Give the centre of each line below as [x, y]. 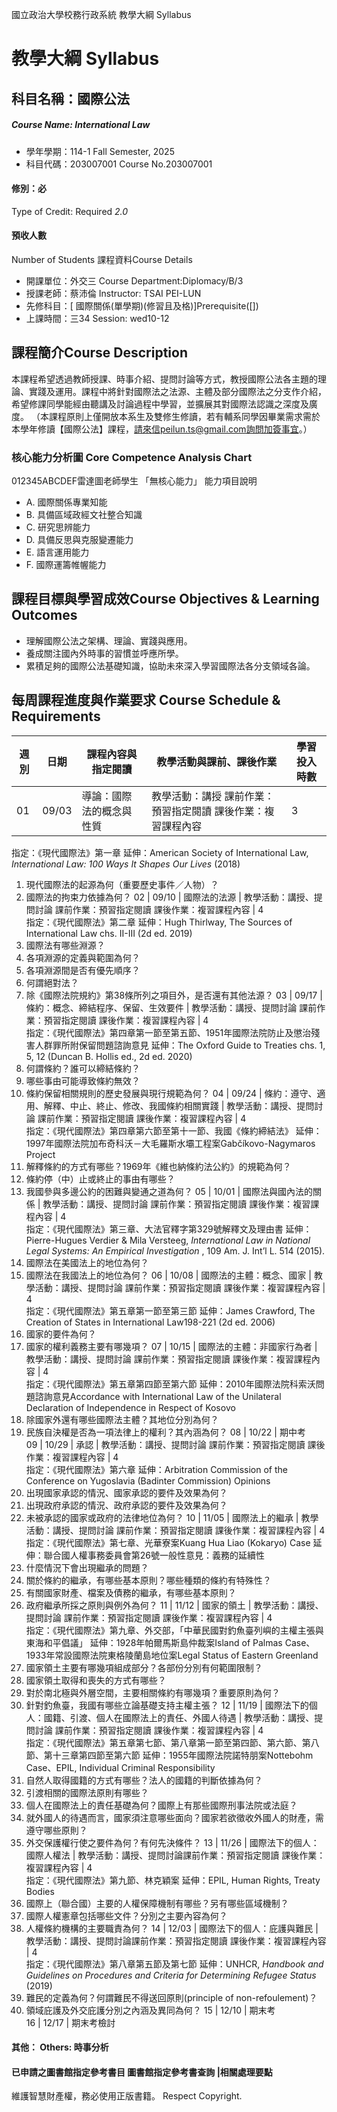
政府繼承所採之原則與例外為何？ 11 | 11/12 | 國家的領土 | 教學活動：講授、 [174, 1605]
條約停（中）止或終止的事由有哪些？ [100, 1179]
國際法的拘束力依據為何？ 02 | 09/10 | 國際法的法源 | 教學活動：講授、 [169, 897]
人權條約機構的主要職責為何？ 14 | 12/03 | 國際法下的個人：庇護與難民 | [172, 1928]
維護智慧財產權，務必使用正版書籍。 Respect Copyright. [127, 2096]
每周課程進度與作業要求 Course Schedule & [146, 700]
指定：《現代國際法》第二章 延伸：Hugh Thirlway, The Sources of [159, 922]
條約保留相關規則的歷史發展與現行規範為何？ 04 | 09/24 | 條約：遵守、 [171, 1093]
